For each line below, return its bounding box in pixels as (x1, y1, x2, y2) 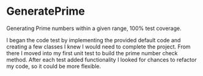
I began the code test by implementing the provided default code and (6, 36, 181, 44)
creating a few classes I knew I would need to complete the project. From (6, 43, 191, 50)
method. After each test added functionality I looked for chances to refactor (6, 56, 197, 63)
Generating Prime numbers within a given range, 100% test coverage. (6, 25, 182, 32)
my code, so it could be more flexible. (6, 63, 102, 70)
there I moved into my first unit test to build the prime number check (6, 49, 179, 56)
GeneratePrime (6, 4, 86, 18)
